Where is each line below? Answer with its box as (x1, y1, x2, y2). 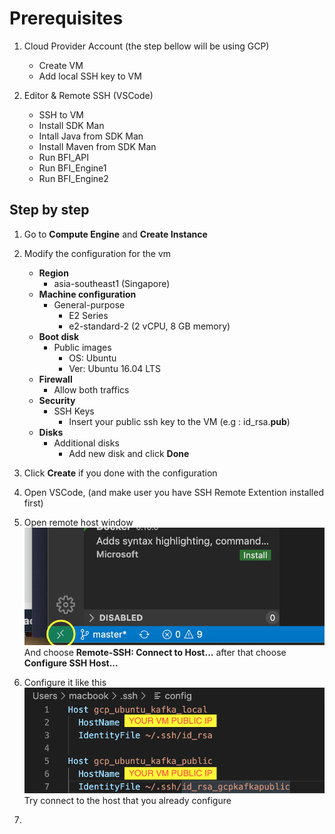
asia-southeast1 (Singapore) (53, 277, 171, 289)
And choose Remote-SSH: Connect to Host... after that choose (23, 646, 287, 658)
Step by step (9, 202, 90, 219)
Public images (53, 341, 112, 353)
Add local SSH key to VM (38, 70, 142, 82)
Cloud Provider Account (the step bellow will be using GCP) (23, 40, 270, 52)
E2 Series (68, 309, 109, 321)
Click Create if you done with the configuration (23, 467, 218, 479)
